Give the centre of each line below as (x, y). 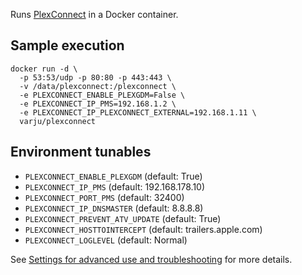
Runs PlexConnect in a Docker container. (94, 14)
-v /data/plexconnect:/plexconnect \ (98, 86)
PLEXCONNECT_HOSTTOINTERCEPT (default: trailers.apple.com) (143, 229)
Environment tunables (81, 152)
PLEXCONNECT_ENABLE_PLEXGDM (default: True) (113, 176)
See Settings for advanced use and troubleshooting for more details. (151, 259)
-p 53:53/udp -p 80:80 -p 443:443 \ (95, 77)
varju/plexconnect (58, 121)
